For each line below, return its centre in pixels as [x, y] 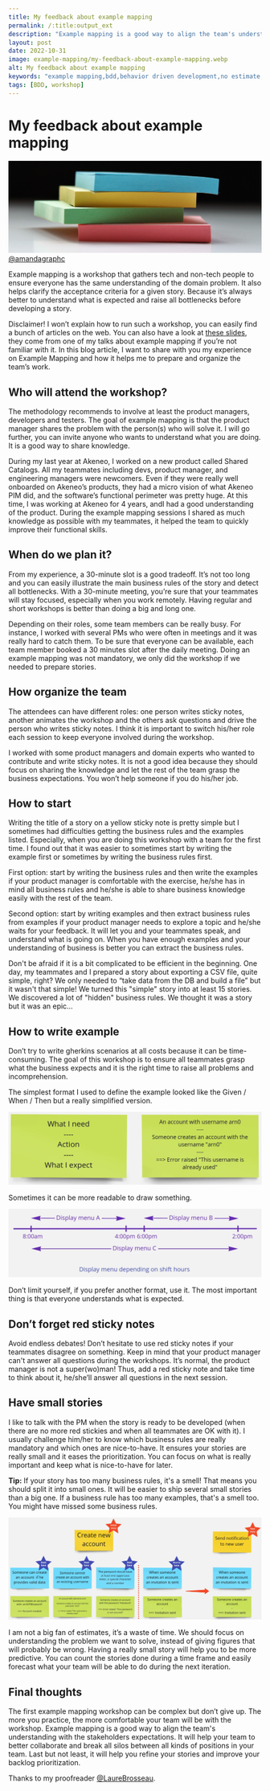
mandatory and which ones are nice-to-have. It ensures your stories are [127, 1448]
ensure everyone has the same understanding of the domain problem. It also [135, 283]
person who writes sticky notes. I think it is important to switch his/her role [132, 729]
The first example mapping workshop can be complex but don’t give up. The [135, 1711]
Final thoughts [45, 1692]
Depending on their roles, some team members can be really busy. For [125, 624]
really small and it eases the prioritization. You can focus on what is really [130, 1456]
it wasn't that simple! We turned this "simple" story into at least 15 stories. [130, 989]
